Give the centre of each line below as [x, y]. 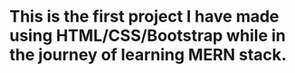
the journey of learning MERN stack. [148, 55]
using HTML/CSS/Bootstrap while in [148, 36]
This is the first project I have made [144, 17]
